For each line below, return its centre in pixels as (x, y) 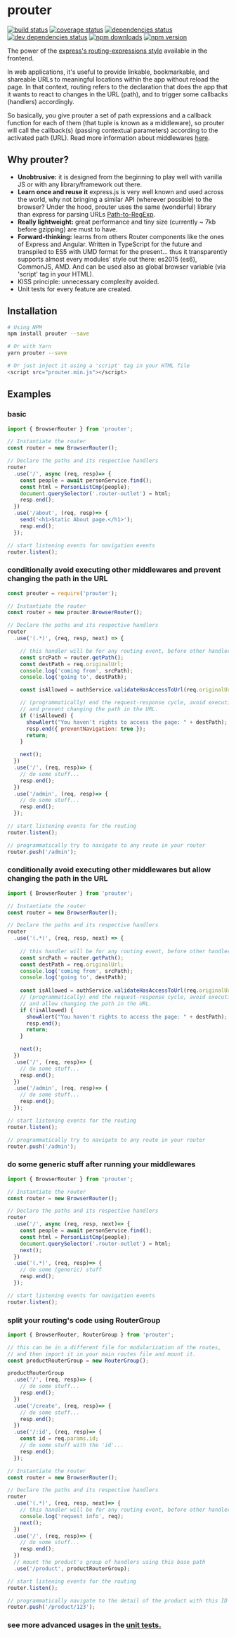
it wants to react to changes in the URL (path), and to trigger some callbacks (118, 94)
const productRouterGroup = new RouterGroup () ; (78, 1361)
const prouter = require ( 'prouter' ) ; (63, 593)
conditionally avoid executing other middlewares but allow (109, 870)
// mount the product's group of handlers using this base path (110, 1562)
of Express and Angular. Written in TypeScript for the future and (110, 244)
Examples (29, 394)
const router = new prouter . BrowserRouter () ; (75, 613)
